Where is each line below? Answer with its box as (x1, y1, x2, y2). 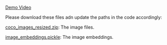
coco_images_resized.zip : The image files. (5, 24, 95, 30)
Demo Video (5, 5, 32, 10)
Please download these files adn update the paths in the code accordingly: (5, 14, 162, 20)
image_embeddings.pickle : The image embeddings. (5, 34, 114, 40)
